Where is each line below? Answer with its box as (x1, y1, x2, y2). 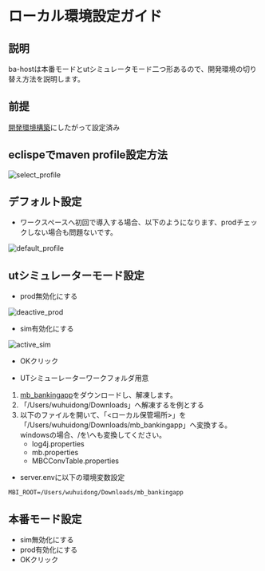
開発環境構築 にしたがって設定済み (8, 122, 121, 132)
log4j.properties (31, 439, 85, 449)
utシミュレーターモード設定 (8, 268, 145, 282)
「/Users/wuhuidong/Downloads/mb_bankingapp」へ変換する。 (19, 420, 232, 430)
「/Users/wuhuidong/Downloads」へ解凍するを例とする (19, 400, 205, 410)
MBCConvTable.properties (31, 456, 120, 466)
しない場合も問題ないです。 (26, 228, 117, 237)
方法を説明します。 (22, 74, 85, 84)
